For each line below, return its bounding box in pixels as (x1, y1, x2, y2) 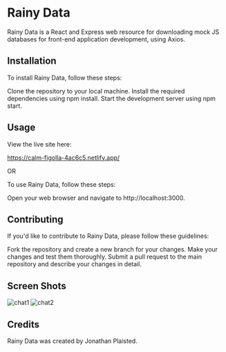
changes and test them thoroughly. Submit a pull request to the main (7, 252, 203, 261)
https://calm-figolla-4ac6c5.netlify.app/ (7, 154, 120, 162)
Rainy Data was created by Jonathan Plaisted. (7, 337, 138, 345)
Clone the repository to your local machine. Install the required (7, 86, 185, 95)
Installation (7, 55, 57, 67)
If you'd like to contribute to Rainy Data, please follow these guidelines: (7, 232, 209, 240)
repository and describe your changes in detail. (7, 260, 142, 268)
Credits (7, 318, 40, 330)
